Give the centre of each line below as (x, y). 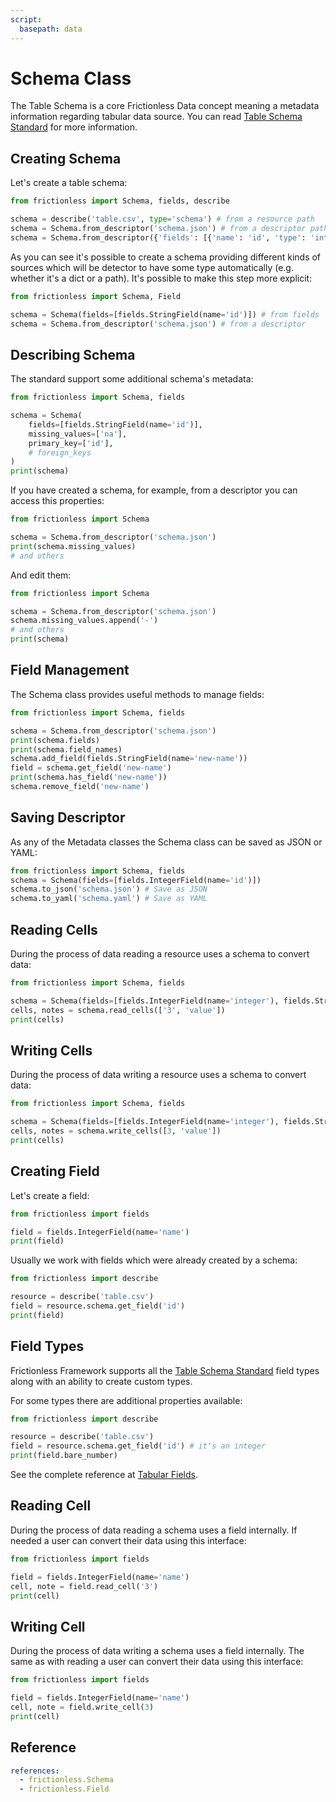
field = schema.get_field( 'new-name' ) (91, 768)
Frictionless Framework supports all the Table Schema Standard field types (165, 1370)
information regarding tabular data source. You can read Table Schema (156, 117)
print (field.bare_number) (64, 1456)
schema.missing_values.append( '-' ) (84, 621)
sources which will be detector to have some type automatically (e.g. (152, 267)
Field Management (70, 670)
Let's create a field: (50, 1195)
